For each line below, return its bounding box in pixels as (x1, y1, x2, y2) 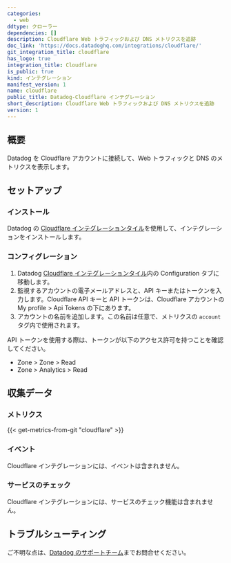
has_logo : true (7, 55, 51, 62)
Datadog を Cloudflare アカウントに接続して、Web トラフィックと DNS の (7, 154, 217, 162)
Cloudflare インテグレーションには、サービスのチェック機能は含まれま (7, 497, 208, 506)
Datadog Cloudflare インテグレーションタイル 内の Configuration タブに (17, 269, 219, 277)
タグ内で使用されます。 (17, 321, 84, 329)
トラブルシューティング (7, 528, 107, 540)
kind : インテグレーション (7, 74, 72, 82)
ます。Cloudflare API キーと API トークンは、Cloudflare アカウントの (29, 295, 225, 303)
